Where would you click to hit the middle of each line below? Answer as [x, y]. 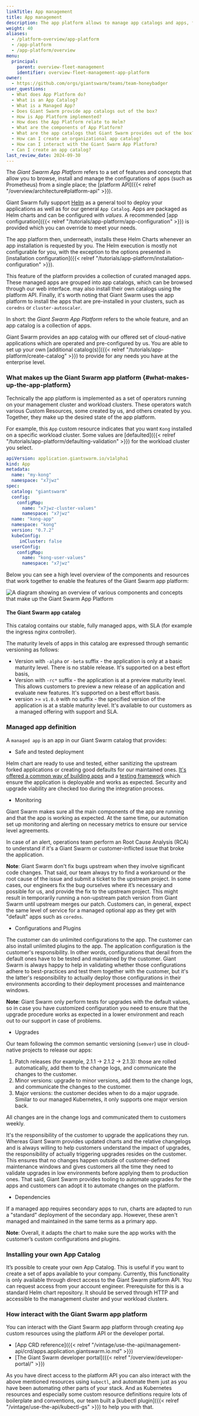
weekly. [15, 1123]
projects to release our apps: [57, 1050]
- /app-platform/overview [44, 51]
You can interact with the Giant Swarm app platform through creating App [95, 1327]
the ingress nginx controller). [41, 632]
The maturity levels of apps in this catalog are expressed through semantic [97, 644]
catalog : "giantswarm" [39, 491]
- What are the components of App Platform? [67, 128]
